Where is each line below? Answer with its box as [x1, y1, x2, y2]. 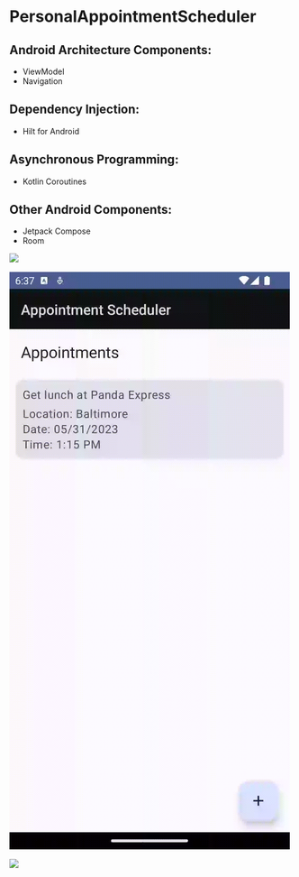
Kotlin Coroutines [22, 176, 87, 187]
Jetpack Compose [22, 226, 92, 236]
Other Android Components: [9, 202, 173, 217]
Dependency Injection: [9, 102, 140, 117]
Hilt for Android [22, 125, 79, 136]
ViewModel [22, 66, 65, 77]
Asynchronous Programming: [9, 152, 179, 168]
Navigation [22, 76, 63, 87]
